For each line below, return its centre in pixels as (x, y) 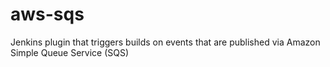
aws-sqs (47, 14)
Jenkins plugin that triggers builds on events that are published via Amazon (165, 42)
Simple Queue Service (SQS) (70, 52)
